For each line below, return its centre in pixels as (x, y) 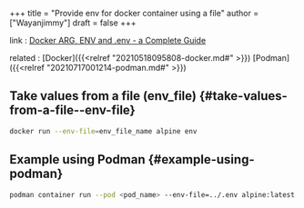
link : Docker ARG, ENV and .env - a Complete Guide (108, 40)
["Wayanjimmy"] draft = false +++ (73, 23)
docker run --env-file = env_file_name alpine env (103, 131)
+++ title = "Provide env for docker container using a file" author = (134, 13)
